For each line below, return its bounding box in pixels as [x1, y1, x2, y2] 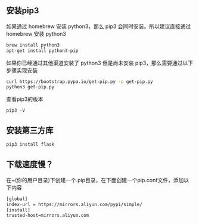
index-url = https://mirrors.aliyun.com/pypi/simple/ [6, 201, 143, 207]
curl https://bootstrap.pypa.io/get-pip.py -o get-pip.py [6, 78, 153, 85]
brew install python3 [6, 42, 60, 48]
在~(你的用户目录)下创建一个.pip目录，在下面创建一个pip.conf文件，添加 [6, 176, 184, 183]
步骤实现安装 [6, 66, 38, 73]
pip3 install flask [6, 142, 55, 148]
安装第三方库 [6, 125, 54, 136]
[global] [6, 196, 28, 202]
